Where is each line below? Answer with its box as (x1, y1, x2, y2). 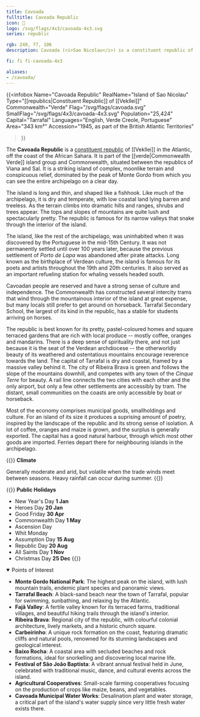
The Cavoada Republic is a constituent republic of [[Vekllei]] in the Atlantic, (6, 146, 192, 153)
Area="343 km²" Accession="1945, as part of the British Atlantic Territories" (6, 122, 194, 130)
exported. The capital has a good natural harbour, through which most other (6, 432, 193, 439)
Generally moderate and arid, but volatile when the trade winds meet (6, 468, 175, 475)
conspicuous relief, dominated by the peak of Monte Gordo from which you (6, 171, 191, 178)
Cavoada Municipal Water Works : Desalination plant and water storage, (14, 692, 193, 699)
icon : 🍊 (6, 20, 26, 26)
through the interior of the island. (6, 220, 88, 228)
